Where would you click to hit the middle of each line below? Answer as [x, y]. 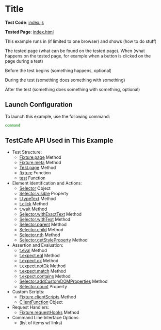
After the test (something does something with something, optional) [72, 89]
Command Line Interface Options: [46, 318]
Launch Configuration [39, 105]
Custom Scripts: [28, 292]
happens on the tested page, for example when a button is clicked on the [78, 56]
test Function [32, 178]
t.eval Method [33, 250]
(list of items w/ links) [41, 323]
